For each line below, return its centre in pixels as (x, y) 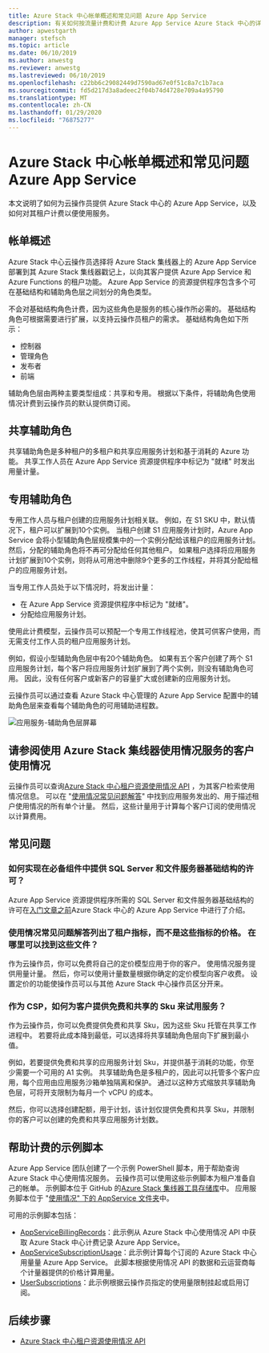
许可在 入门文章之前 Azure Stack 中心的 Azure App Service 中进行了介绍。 (129, 909)
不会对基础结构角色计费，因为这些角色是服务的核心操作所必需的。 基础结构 (132, 309)
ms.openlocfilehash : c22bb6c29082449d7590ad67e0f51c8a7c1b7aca (116, 83)
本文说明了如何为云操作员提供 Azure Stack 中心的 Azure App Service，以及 (132, 203)
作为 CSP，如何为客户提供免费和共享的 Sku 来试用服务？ (117, 1006)
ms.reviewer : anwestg (44, 68)
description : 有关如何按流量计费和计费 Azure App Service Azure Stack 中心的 (132, 23)
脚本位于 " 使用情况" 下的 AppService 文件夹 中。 (94, 1198)
